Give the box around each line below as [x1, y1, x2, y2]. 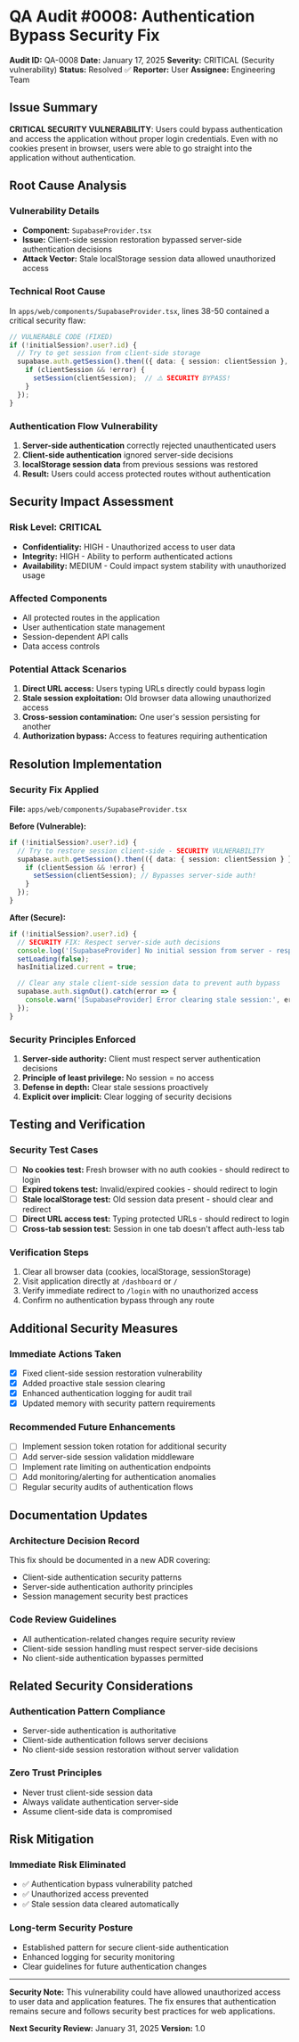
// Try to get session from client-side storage [17, 349, 201, 358]
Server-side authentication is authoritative [21, 1725, 176, 1736]
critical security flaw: [9, 315, 86, 326]
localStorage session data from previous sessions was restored [21, 459, 258, 469]
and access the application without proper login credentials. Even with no [9, 133, 279, 144]
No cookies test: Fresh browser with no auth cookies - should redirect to [21, 1164, 290, 1175]
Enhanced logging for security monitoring [21, 1951, 175, 1962]
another [21, 721, 52, 732]
